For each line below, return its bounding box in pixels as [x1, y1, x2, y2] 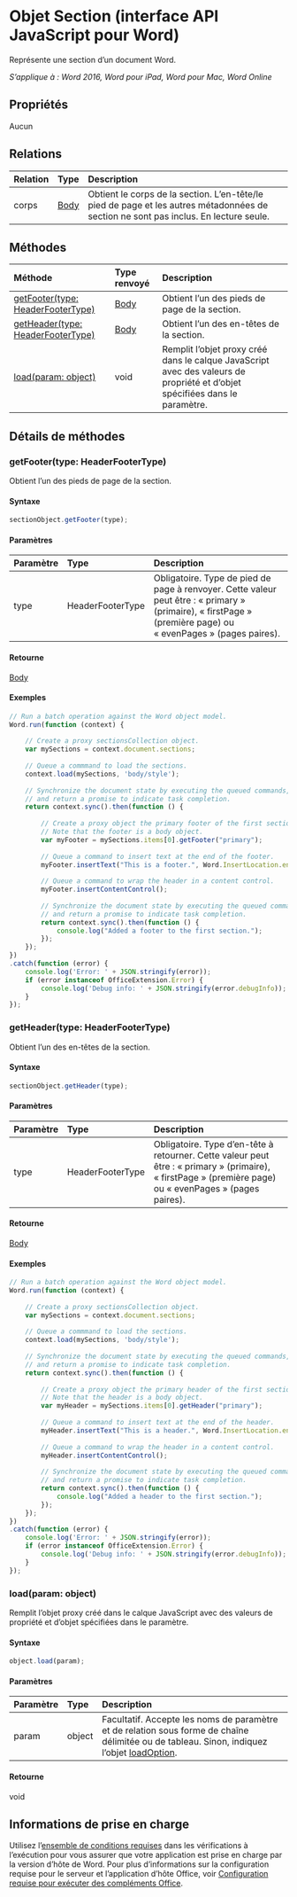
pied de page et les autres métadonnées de [88, 199, 269, 211]
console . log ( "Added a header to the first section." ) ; [56, 1492, 263, 1501]
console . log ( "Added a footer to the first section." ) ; [56, 926, 263, 935]
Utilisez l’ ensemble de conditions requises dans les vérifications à [9, 1840, 249, 1851]
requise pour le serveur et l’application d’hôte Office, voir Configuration [9, 1869, 269, 1879]
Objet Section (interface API [9, 6, 219, 27]
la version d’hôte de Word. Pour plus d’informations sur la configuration [9, 1859, 270, 1870]
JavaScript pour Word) [9, 25, 179, 45]
